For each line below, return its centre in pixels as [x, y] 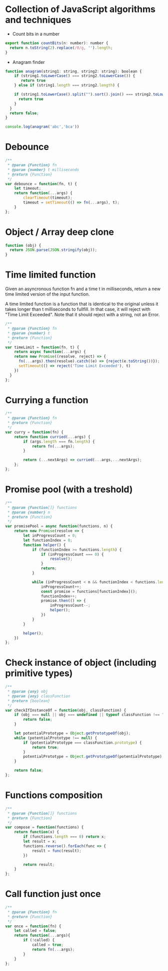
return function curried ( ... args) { [52, 437]
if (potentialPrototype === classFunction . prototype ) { [82, 743]
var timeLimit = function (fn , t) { [42, 347]
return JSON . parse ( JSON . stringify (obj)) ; [53, 250]
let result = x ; [40, 841]
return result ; [39, 864]
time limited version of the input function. [47, 294]
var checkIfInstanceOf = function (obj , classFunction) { [66, 710]
